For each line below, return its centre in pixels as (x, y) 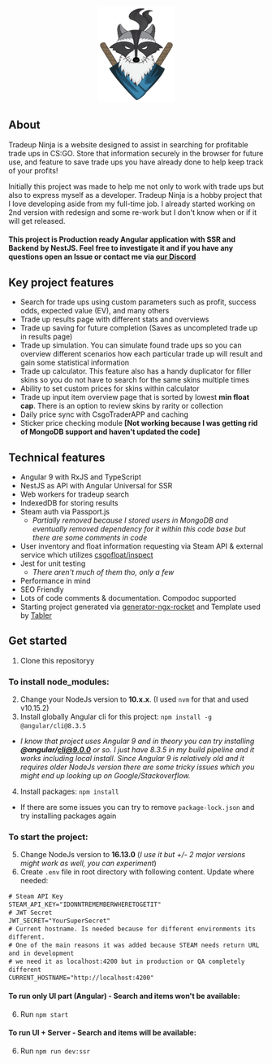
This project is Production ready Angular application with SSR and (122, 239)
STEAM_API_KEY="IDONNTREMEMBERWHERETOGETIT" (85, 905)
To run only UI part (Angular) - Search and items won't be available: (125, 996)
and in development (41, 954)
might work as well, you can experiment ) (88, 863)
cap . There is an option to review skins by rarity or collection (121, 406)
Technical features (57, 457)
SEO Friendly (42, 589)
